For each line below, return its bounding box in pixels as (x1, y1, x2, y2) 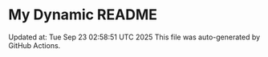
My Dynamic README (8, 6, 158, 24)
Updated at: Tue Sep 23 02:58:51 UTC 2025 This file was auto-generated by (8, 32, 261, 42)
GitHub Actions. (8, 40, 61, 50)
